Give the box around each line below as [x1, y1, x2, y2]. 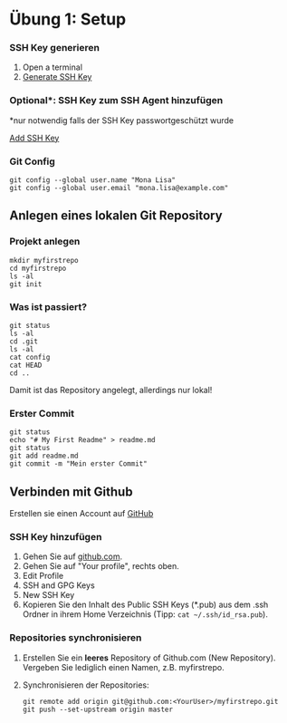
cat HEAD [9, 361, 43, 371]
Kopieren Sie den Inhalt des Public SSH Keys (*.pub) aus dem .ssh [22, 599, 269, 611]
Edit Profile [22, 571, 64, 582]
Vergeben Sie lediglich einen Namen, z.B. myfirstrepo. [22, 661, 225, 672]
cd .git [9, 337, 39, 346]
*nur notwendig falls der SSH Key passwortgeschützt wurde [9, 114, 234, 126]
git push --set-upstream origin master [22, 705, 174, 714]
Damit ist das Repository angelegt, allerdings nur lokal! [9, 385, 213, 396]
